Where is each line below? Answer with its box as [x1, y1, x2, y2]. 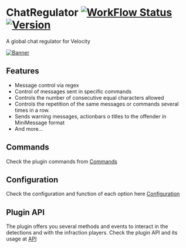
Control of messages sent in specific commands [14, 88, 132, 95]
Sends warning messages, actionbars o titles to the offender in [14, 113, 167, 120]
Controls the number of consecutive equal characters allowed [14, 94, 164, 101]
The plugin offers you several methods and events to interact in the [6, 223, 168, 230]
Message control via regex [14, 81, 79, 89]
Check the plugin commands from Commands [6, 158, 117, 165]
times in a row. [14, 106, 50, 114]
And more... [14, 125, 43, 132]
